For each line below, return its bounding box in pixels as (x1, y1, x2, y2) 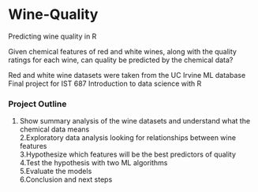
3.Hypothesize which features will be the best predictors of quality (19, 150, 237, 159)
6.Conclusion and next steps (19, 175, 113, 184)
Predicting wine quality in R (8, 31, 97, 41)
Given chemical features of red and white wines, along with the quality (8, 46, 237, 56)
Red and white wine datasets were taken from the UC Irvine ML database (8, 70, 246, 79)
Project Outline (8, 98, 67, 109)
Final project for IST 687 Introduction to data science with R (8, 79, 202, 88)
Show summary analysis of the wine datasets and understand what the (19, 116, 251, 126)
